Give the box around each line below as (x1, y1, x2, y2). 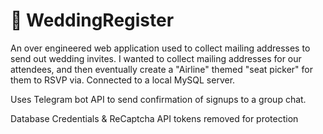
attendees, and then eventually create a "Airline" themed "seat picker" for (10, 63, 313, 75)
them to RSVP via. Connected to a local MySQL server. (10, 74, 236, 86)
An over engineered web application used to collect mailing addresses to (10, 42, 311, 54)
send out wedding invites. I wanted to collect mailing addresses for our (10, 52, 302, 64)
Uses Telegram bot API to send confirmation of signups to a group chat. (10, 93, 307, 105)
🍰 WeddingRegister (10, 9, 175, 32)
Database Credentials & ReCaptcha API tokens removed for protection (10, 112, 299, 124)
